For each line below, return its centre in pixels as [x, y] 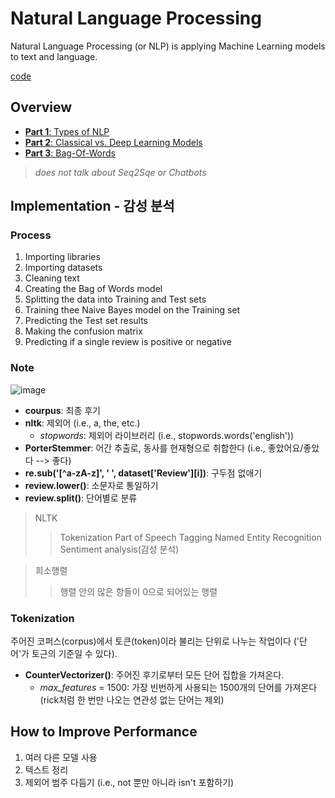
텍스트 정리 [46, 769]
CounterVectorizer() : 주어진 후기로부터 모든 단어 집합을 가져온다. [154, 675]
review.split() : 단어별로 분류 [81, 498]
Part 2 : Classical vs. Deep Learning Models [113, 142]
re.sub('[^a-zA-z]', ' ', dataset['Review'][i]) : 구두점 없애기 [143, 473]
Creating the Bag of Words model [93, 289]
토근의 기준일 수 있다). [74, 654]
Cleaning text [52, 278]
